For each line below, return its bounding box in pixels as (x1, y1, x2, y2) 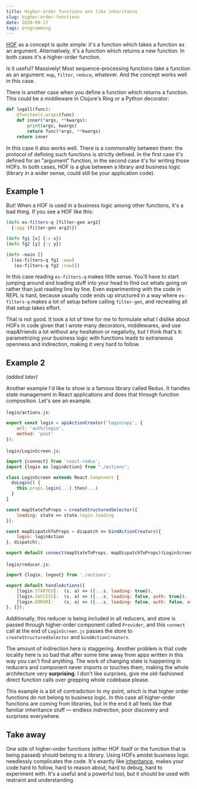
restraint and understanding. (6, 777, 75, 784)
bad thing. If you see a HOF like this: (6, 208, 94, 215)
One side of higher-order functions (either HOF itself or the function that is (6, 746, 186, 753)
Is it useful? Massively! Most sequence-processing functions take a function (6, 65, 191, 72)
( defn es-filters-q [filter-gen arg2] (6, 220, 101, 226)
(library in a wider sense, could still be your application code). (6, 169, 155, 176)
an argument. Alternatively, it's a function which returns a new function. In (6, 48, 185, 55)
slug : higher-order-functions (6, 14, 80, 20)
